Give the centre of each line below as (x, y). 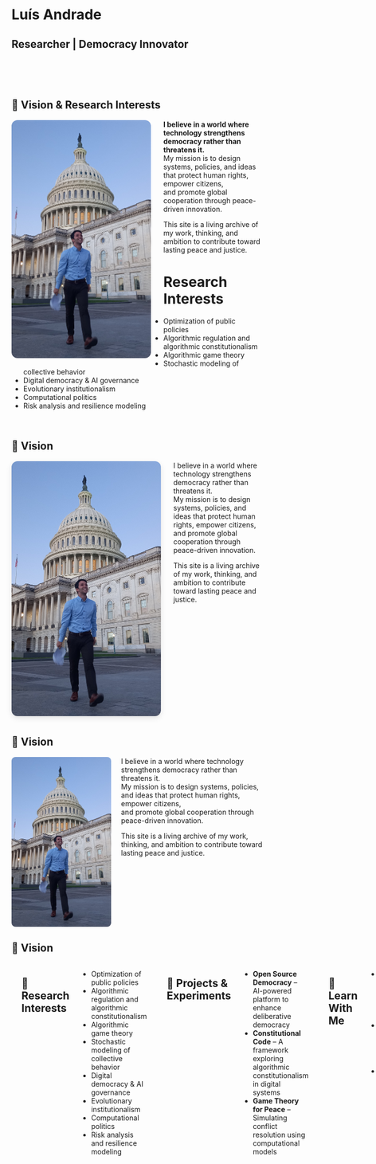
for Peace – (272, 1110)
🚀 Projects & (197, 984)
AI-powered (272, 991)
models (265, 1152)
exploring (268, 1059)
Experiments (199, 996)
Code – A (268, 1042)
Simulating (270, 1118)
